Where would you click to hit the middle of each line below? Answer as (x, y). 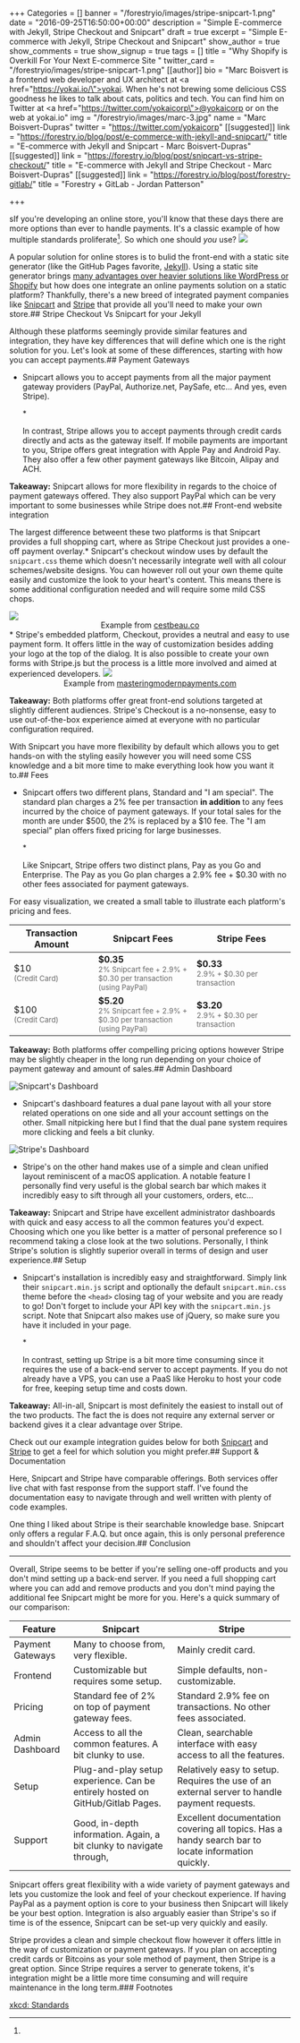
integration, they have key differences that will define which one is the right (147, 340)
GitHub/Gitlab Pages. (117, 1803)
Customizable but (110, 1670)
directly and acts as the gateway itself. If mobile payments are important (155, 440)
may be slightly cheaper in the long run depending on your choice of (135, 1059)
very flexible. (100, 1655)
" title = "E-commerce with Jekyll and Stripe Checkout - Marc (159, 165)
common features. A (116, 1743)
